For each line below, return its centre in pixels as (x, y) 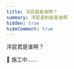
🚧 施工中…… (22, 60)
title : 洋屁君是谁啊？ (32, 12)
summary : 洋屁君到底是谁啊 (37, 18)
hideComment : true (30, 29)
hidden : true (23, 23)
